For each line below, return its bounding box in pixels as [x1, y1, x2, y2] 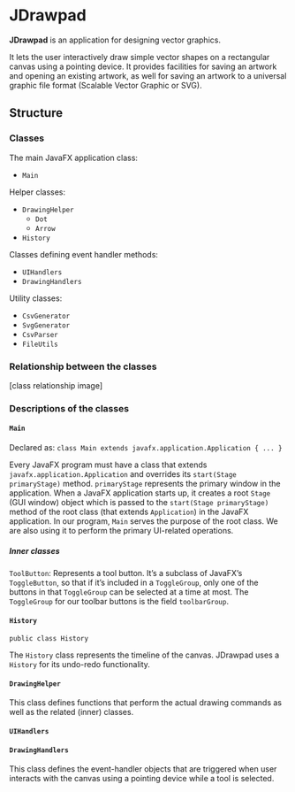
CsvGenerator [21, 311, 71, 320]
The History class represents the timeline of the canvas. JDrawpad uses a [9, 650, 280, 660]
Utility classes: [9, 293, 63, 304]
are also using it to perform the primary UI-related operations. [9, 526, 234, 536]
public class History [9, 634, 89, 643]
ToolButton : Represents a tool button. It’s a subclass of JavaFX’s [9, 568, 243, 579]
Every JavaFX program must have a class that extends [9, 459, 208, 470]
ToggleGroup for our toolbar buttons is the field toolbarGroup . [9, 596, 230, 607]
